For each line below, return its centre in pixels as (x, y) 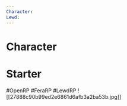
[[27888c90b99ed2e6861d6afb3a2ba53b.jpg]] (64, 96)
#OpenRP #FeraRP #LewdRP (41, 91)
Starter (24, 74)
